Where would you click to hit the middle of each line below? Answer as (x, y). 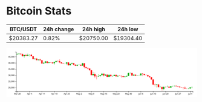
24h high (94, 29)
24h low (128, 29)
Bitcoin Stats (39, 11)
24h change (59, 29)
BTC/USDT (24, 29)
